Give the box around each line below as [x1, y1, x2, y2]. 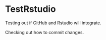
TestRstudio [5, 3, 56, 15]
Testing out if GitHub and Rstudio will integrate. [5, 20, 102, 26]
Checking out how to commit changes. [5, 29, 84, 35]
